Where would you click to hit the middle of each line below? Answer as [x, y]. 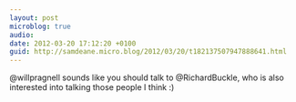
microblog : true [40, 26]
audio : [22, 35]
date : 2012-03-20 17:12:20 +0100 [73, 43]
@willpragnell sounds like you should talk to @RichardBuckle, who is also [147, 77]
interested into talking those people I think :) [92, 87]
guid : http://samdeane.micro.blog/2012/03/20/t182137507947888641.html [148, 52]
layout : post [34, 18]
